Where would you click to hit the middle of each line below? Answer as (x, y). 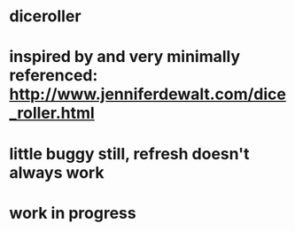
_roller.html (52, 113)
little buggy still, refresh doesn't (129, 154)
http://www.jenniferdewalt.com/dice (147, 94)
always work (57, 172)
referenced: (54, 76)
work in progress (73, 213)
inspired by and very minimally (125, 57)
